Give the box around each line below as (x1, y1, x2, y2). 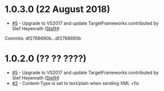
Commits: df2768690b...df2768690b (5, 35, 81, 41)
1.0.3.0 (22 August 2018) (5, 4, 110, 15)
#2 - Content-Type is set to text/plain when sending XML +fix (12, 80, 139, 86)
